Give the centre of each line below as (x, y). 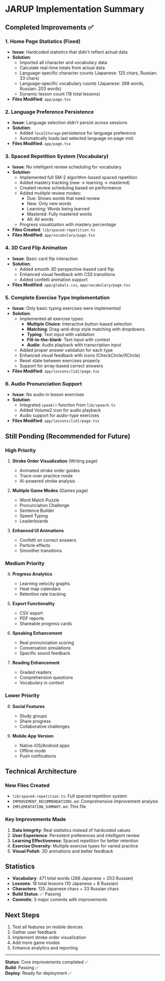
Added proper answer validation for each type (66, 350)
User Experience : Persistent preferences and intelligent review (76, 835)
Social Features (28, 706)
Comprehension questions (46, 677)
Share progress (35, 721)
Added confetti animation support (54, 279)
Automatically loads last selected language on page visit (76, 138)
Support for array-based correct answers (61, 366)
